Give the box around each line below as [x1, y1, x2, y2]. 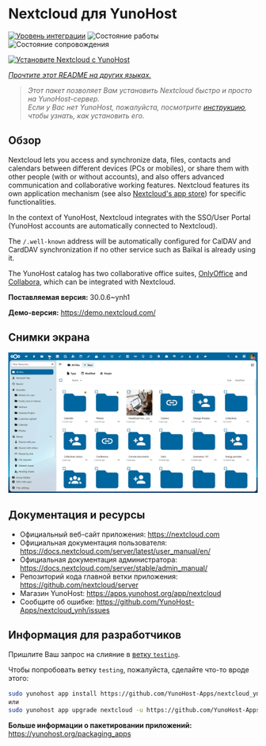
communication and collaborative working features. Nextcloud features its [8, 180, 250, 190]
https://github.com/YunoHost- [96, 597, 195, 606]
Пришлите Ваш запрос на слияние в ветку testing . [8, 649, 180, 659]
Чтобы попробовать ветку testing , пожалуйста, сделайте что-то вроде [8, 664, 249, 675]
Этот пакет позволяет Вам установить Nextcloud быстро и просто [27, 85, 253, 95]
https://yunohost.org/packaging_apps [8, 729, 131, 739]
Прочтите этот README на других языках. [8, 70, 152, 79]
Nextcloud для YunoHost [8, 5, 177, 23]
